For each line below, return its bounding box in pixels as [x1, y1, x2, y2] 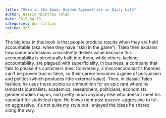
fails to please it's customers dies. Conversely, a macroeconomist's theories [5, 65, 161, 72]
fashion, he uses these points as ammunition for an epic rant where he [5, 81, 149, 87]
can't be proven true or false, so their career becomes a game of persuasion [5, 71, 161, 77]
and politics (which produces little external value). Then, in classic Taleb [5, 76, 153, 82]
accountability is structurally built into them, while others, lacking [5, 55, 138, 61]
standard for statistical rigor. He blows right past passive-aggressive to [5, 97, 150, 103]
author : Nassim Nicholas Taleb [5, 12, 70, 17]
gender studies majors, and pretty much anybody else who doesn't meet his [5, 92, 161, 98]
